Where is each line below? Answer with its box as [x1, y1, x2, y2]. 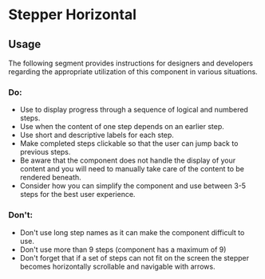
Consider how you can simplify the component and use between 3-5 [19, 181, 246, 191]
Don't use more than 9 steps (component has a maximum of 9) [19, 245, 227, 254]
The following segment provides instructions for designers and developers [8, 58, 254, 68]
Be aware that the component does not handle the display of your [19, 155, 236, 165]
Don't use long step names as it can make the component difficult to [19, 227, 245, 237]
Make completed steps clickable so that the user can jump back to [19, 139, 239, 148]
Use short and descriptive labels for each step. [19, 130, 174, 140]
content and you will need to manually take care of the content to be [19, 164, 245, 174]
